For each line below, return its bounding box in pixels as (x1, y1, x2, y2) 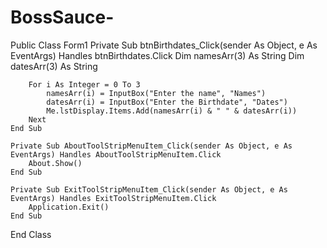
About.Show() (28, 158, 83, 168)
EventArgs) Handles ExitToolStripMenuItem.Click (10, 193, 217, 203)
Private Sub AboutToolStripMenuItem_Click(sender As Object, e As (10, 141, 293, 151)
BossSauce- (10, 6, 115, 29)
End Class (10, 228, 52, 240)
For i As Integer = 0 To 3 (28, 79, 141, 90)
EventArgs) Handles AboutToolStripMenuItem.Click (10, 149, 222, 160)
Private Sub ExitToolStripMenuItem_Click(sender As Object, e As (10, 184, 288, 195)
